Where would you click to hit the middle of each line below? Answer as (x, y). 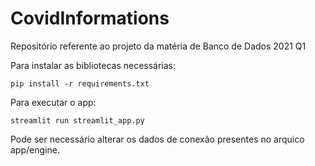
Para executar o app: (53, 102)
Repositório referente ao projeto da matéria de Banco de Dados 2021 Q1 (158, 46)
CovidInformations (90, 18)
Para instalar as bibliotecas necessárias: (93, 65)
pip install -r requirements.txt (80, 83)
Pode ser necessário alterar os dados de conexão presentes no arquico (157, 139)
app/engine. (35, 149)
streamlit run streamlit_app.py (77, 120)
